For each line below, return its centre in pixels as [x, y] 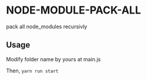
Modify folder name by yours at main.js [54, 59]
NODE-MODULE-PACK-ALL [73, 10]
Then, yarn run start [32, 71]
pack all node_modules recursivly [47, 26]
